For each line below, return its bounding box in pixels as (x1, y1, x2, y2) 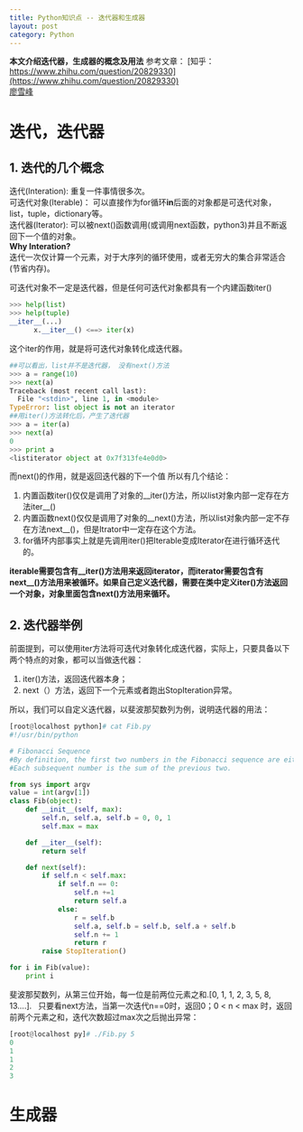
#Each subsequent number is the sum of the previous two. (9, 763, 232, 772)
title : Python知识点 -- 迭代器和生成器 (9, 13, 146, 23)
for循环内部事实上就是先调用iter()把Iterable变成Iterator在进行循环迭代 (22, 535, 280, 547)
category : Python (9, 30, 75, 39)
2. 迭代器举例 (9, 617, 83, 632)
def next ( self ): (25, 863, 87, 872)
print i (25, 972, 54, 981)
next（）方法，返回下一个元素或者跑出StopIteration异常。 (22, 685, 237, 696)
